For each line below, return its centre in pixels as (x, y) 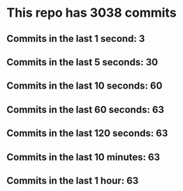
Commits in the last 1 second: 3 (76, 39)
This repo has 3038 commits (91, 13)
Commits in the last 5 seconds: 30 (82, 62)
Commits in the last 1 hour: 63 (73, 180)
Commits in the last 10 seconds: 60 (85, 86)
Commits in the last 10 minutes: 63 (83, 157)
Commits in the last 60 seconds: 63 (86, 109)
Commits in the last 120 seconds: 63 (87, 133)
